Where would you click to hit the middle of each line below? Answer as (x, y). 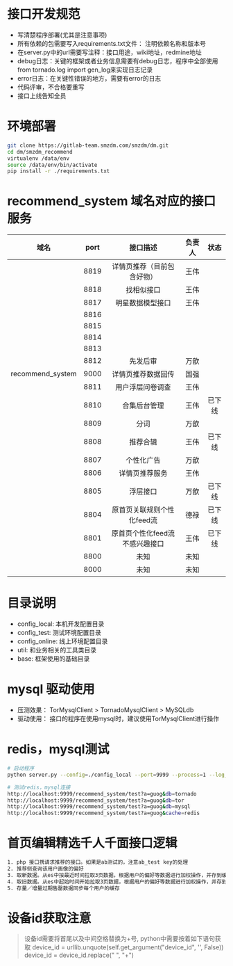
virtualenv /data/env (38, 158)
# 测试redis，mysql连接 (39, 787)
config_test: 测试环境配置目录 (59, 633)
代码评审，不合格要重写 (51, 87)
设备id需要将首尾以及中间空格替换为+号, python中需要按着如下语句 (119, 939)
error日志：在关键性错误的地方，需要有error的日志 (89, 78)
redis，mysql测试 (58, 749)
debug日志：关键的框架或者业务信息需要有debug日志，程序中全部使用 (118, 61)
